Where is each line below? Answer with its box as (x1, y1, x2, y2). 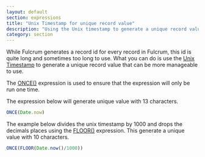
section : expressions (6, 15, 62, 21)
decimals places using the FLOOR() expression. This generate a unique (6, 127, 185, 134)
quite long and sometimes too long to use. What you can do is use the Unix (6, 55, 195, 62)
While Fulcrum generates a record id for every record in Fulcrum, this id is (6, 48, 192, 55)
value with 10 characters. (6, 133, 70, 141)
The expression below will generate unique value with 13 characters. (6, 98, 179, 105)
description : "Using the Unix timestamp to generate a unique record (6, 26, 187, 32)
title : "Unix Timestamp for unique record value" (6, 20, 135, 26)
